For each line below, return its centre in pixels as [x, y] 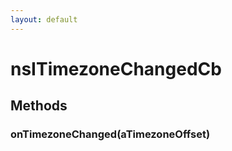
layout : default [44, 19]
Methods [39, 106]
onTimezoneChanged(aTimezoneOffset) [110, 134]
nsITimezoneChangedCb [116, 68]
